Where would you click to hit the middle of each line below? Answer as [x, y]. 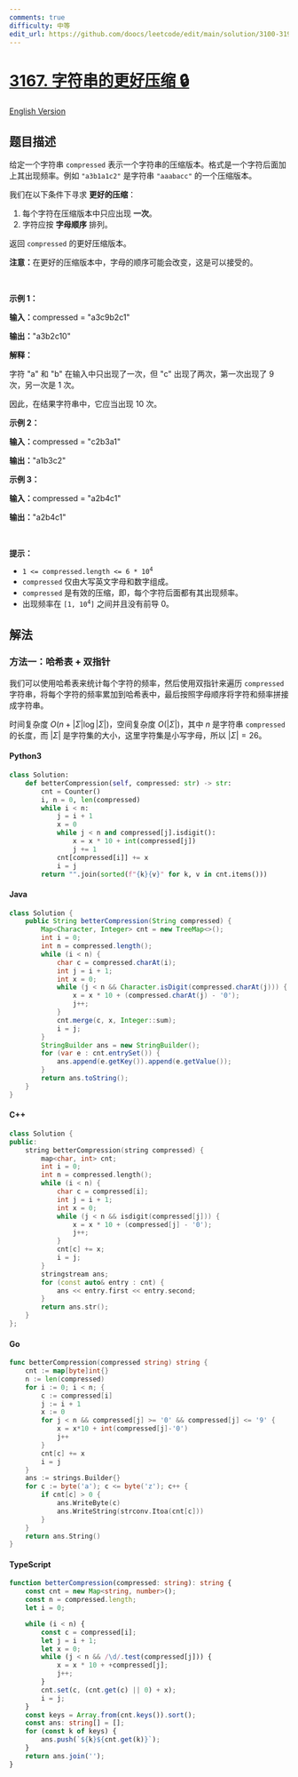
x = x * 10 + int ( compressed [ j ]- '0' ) [122, 1429]
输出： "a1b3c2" [38, 461]
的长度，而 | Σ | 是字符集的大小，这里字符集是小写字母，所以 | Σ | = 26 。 [138, 735]
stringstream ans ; [75, 1274]
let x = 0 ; [61, 1649]
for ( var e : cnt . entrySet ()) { [101, 1054]
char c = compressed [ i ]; [102, 1191]
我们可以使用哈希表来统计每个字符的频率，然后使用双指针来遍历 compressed [147, 683]
